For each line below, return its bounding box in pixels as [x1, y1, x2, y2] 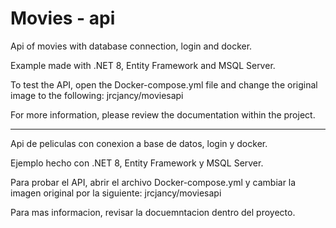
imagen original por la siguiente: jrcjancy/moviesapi [10, 187, 222, 199]
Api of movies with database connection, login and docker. [10, 40, 253, 52]
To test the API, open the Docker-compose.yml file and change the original [10, 78, 318, 91]
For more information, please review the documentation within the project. [10, 108, 316, 121]
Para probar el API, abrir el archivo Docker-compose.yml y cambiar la [10, 176, 297, 188]
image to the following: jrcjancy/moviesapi [10, 89, 184, 101]
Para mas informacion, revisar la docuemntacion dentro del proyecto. [10, 206, 296, 218]
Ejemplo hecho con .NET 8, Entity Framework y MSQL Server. [10, 157, 264, 169]
